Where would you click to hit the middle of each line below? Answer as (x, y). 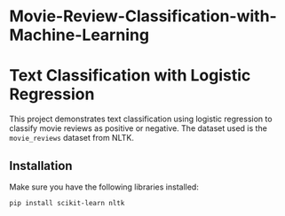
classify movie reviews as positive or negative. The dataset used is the (139, 128)
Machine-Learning (79, 35)
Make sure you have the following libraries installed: (104, 187)
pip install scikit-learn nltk (67, 203)
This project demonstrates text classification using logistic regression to (141, 119)
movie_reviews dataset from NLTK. (72, 138)
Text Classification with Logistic (130, 76)
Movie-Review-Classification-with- (143, 16)
